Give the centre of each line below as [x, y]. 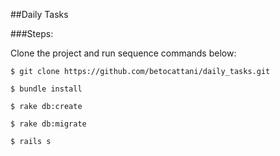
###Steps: [32, 33]
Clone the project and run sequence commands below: [123, 53]
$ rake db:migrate [48, 124]
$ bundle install [46, 89]
